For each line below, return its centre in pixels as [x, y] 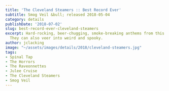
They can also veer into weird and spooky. [56, 38]
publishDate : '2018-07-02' [34, 24]
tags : [11, 52]
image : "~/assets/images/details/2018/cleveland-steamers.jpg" [74, 48]
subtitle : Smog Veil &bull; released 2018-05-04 [58, 15]
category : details [25, 19]
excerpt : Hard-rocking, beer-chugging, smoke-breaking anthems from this [85, 33]
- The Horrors [20, 62]
